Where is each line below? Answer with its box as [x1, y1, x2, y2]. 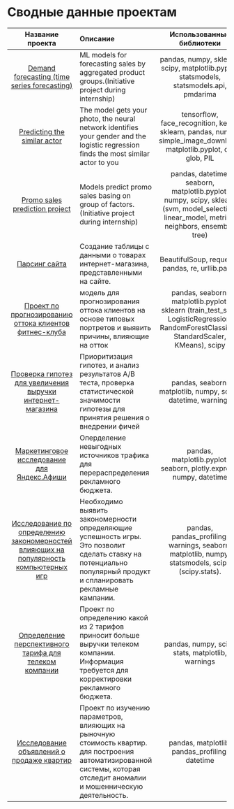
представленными [79, 267, 143, 277]
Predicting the [18, 127, 65, 136]
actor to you [79, 157, 119, 167]
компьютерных [15, 562, 68, 572]
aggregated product [79, 67, 145, 77]
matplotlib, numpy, [159, 386, 220, 396]
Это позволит [79, 540, 125, 550]
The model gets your [79, 105, 148, 115]
